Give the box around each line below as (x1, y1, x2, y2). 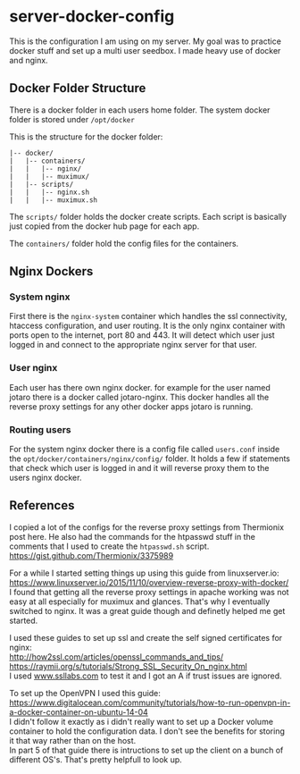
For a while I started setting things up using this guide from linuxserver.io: (9, 568, 279, 578)
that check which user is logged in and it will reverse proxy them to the (9, 463, 270, 474)
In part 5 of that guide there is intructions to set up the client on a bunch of (9, 745, 284, 755)
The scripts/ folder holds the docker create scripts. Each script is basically (9, 211, 287, 222)
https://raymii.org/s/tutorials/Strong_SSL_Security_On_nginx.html (9, 660, 247, 671)
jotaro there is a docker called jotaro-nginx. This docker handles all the (9, 391, 270, 402)
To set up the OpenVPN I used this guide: (9, 687, 161, 698)
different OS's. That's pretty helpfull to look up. (9, 753, 183, 765)
